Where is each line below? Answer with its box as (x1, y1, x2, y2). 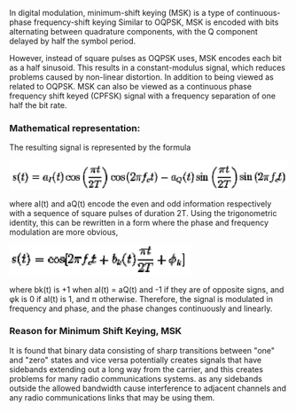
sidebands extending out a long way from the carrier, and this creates (9, 363, 264, 375)
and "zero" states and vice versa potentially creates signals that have (9, 354, 262, 365)
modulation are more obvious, (9, 226, 119, 237)
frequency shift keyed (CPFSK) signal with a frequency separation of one (9, 90, 277, 101)
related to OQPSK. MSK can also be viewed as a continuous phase (9, 82, 253, 91)
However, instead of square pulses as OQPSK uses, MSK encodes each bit (9, 53, 282, 63)
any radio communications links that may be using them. (9, 392, 215, 402)
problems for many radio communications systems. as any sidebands (9, 373, 263, 384)
